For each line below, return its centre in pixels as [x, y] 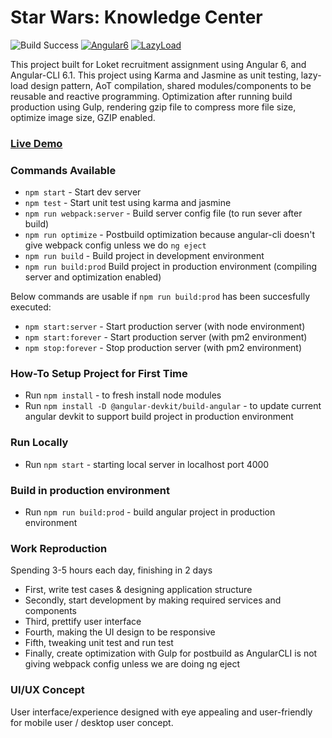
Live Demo [36, 143]
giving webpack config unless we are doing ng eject [132, 664]
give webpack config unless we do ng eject [115, 245]
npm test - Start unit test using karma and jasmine [128, 203]
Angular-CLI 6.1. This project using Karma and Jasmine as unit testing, [154, 75]
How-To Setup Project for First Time [99, 374]
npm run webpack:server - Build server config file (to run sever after [163, 213]
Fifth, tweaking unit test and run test [99, 643]
